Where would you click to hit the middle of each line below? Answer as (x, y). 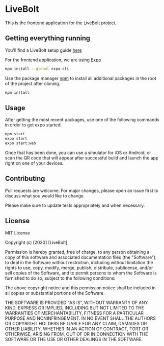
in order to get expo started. (34, 125)
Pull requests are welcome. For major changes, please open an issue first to (82, 191)
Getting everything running (48, 38)
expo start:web (21, 143)
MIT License (18, 232)
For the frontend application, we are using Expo (53, 60)
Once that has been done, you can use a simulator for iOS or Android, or (78, 153)
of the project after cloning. (33, 83)
